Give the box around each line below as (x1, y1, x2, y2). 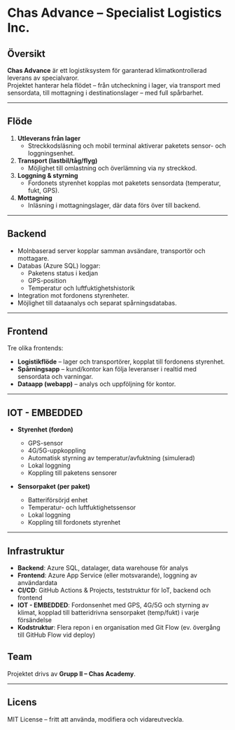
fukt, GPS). (27, 186, 59, 194)
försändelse (17, 616, 52, 624)
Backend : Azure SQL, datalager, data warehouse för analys (17, 564, 189, 572)
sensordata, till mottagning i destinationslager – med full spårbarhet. (7, 89, 204, 97)
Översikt (7, 48, 45, 60)
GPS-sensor (27, 439, 64, 448)
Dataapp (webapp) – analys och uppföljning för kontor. (17, 380, 176, 388)
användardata (17, 579, 58, 587)
